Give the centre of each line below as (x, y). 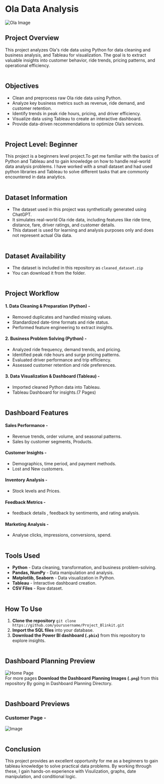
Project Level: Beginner (41, 144)
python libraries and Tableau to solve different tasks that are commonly (77, 172)
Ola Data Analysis (42, 9)
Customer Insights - (26, 453)
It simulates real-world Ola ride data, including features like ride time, (82, 220)
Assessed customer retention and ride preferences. (64, 365)
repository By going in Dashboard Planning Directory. (59, 683)
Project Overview (32, 38)
